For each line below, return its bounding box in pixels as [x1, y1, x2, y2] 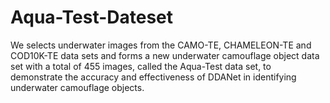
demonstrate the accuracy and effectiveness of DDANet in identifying [10, 71, 297, 83]
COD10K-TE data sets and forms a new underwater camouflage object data [10, 49, 320, 61]
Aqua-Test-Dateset [10, 6, 174, 29]
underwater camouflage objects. [10, 81, 145, 93]
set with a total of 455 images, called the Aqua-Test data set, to [10, 60, 272, 72]
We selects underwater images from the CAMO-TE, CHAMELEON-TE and [10, 39, 312, 51]
